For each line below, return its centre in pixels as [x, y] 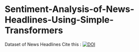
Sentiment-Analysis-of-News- [69, 9]
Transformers [34, 30]
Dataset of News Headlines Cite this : [43, 44]
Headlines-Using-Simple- [59, 20]
